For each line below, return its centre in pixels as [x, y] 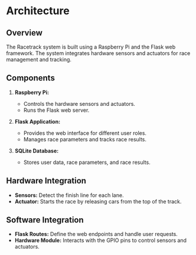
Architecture [38, 11]
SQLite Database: [37, 151]
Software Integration [45, 220]
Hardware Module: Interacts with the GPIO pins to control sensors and [101, 240]
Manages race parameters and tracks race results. [85, 139]
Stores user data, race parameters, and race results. [87, 162]
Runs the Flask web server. [56, 110]
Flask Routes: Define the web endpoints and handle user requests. [96, 234]
